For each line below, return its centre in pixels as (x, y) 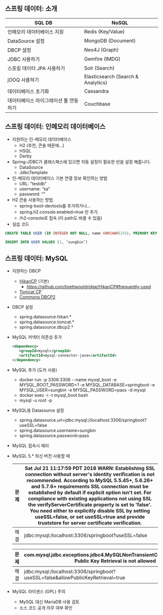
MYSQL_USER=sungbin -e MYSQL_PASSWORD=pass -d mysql (82, 390)
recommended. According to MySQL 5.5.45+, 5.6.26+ (90, 480)
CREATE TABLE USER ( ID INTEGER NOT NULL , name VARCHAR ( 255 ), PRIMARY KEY (81, 233)
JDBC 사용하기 (24, 59)
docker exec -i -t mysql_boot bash (54, 395)
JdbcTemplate (33, 172)
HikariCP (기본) (34, 281)
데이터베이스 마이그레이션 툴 (38, 100)
